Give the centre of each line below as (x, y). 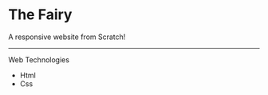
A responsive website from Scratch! (67, 37)
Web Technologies (39, 59)
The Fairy (40, 15)
